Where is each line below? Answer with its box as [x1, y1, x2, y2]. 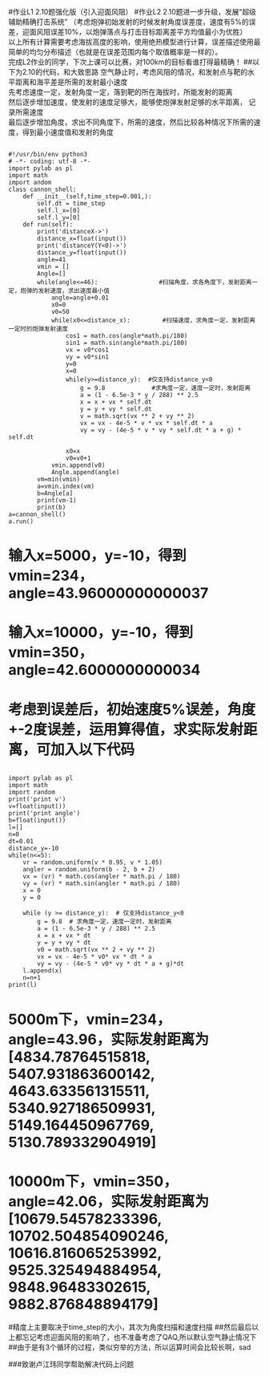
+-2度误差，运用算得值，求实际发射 [8, 720, 244, 738]
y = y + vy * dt [37, 939, 91, 947]
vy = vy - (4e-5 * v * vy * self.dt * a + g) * [79, 426, 242, 434]
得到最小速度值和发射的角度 [22, 128, 114, 136]
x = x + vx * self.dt [79, 398, 152, 406]
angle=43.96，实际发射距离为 [8, 1030, 210, 1049]
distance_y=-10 [8, 845, 59, 853]
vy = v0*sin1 [65, 353, 110, 361]
